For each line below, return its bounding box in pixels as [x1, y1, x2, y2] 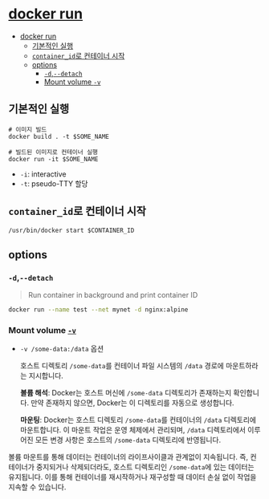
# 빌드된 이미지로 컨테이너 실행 [8, 148, 99, 156]
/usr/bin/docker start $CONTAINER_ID [8, 226, 135, 234]
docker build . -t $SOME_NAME [8, 132, 110, 140]
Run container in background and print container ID [27, 290, 198, 300]
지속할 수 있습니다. [8, 482, 67, 492]
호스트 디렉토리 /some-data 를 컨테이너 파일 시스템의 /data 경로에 [19, 361, 225, 371]
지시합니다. [28, 371, 64, 381]
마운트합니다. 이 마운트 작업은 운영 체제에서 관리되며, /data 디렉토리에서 [19, 425, 247, 435]
